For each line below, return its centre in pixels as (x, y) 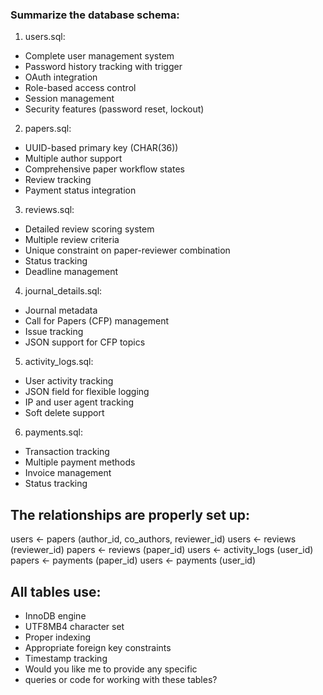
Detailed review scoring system (89, 229)
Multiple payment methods (80, 462)
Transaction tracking (67, 452)
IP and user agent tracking (79, 402)
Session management (69, 99)
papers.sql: (48, 129)
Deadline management (71, 272)
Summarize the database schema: (95, 15)
